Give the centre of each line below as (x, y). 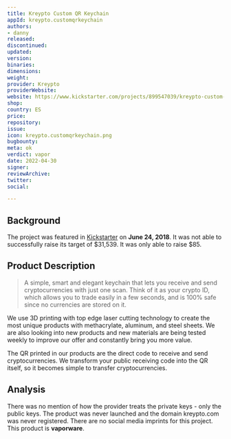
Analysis (26, 390)
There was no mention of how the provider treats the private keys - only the (114, 406)
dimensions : (24, 71)
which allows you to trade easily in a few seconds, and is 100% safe (120, 297)
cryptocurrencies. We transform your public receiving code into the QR (108, 360)
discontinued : (27, 45)
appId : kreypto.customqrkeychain (55, 20)
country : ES (24, 110)
